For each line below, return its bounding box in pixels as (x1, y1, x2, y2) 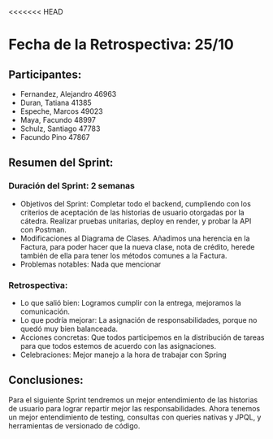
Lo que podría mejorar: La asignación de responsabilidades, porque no (19, 315, 258, 324)
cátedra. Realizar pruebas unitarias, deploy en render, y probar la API (19, 215, 252, 226)
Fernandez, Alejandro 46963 (19, 89, 117, 98)
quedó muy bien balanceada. (19, 324, 119, 333)
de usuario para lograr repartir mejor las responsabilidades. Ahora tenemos (8, 403, 261, 413)
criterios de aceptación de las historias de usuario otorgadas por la (19, 207, 245, 217)
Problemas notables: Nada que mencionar (19, 259, 162, 269)
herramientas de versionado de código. (8, 420, 141, 430)
